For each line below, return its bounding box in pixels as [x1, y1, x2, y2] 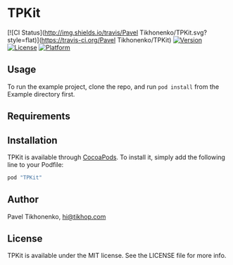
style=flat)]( [7, 35, 42, 44]
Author [7, 194, 39, 206]
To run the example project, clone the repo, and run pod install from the [7, 82, 220, 91]
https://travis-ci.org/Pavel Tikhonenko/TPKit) [41, 35, 172, 44]
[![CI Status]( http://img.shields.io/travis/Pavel [7, 28, 139, 37]
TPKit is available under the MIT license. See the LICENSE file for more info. [7, 252, 227, 260]
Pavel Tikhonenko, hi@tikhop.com [7, 212, 106, 221]
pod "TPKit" [7, 174, 42, 181]
